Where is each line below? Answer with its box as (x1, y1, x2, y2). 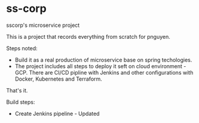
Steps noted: (6, 44, 38, 52)
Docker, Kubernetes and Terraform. (14, 75, 103, 82)
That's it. (6, 87, 28, 94)
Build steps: (6, 98, 35, 106)
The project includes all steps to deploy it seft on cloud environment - (14, 62, 186, 70)
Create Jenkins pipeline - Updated (14, 110, 100, 117)
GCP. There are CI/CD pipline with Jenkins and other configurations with (14, 69, 194, 76)
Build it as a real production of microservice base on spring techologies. (14, 56, 192, 63)
